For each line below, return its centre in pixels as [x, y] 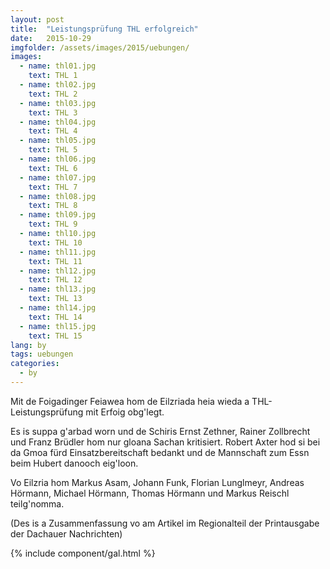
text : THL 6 [53, 168]
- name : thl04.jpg [58, 122]
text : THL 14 [55, 317]
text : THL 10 [55, 242]
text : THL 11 [55, 261]
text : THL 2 [53, 94]
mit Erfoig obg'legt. [125, 412]
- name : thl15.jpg [58, 326]
